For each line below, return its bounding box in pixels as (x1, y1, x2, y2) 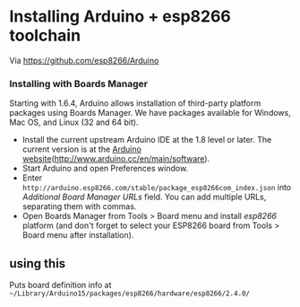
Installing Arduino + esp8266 (9, 6, 231, 27)
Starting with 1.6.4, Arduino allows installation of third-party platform (9, 98, 261, 109)
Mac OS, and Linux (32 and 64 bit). (9, 117, 139, 127)
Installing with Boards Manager (9, 77, 148, 90)
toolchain (9, 25, 81, 46)
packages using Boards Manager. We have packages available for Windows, (9, 108, 291, 118)
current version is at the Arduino (21, 144, 141, 154)
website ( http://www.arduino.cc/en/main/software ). (21, 153, 210, 164)
